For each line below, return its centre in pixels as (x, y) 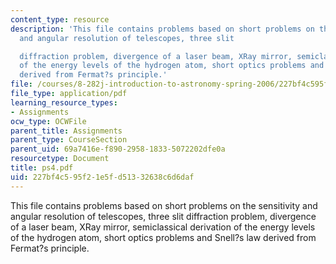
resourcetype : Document (60, 159)
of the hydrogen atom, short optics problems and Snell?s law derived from (163, 237)
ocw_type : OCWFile (48, 121)
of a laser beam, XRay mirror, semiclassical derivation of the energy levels (163, 227)
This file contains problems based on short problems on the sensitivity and (164, 205)
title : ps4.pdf (42, 168)
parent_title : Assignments (66, 131)
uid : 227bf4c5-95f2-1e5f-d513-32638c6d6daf (102, 177)
